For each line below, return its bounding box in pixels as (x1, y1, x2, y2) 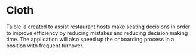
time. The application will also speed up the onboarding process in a (6, 35, 174, 43)
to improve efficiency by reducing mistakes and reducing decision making (6, 29, 188, 36)
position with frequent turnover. (6, 42, 84, 49)
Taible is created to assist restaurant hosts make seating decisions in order (6, 23, 191, 30)
